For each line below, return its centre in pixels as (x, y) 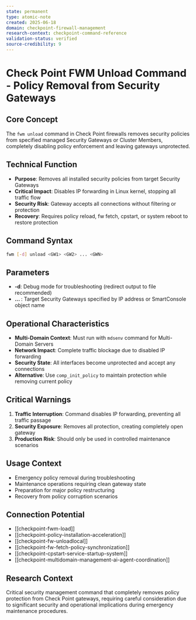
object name (30, 305)
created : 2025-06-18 (31, 22)
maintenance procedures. (37, 611)
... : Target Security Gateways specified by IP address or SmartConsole (100, 299)
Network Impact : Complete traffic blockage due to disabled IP (90, 350)
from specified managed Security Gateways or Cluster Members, (85, 140)
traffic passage (33, 420)
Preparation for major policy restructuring (65, 490)
